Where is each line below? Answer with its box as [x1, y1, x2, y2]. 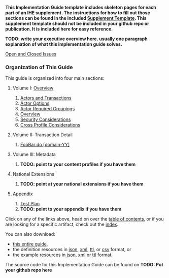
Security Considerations [20, 116, 71, 122]
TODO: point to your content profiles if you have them [20, 161, 136, 167]
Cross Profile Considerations [20, 122, 80, 128]
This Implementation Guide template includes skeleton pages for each [5, 5, 156, 10]
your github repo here [5, 267, 52, 273]
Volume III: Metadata [12, 151, 56, 158]
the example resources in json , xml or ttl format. [12, 252, 113, 258]
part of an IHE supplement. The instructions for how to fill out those [5, 10, 151, 16]
